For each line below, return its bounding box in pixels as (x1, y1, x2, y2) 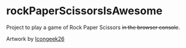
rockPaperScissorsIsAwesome (6, 4, 163, 18)
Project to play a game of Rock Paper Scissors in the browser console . (6, 24, 181, 31)
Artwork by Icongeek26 (6, 35, 65, 42)
